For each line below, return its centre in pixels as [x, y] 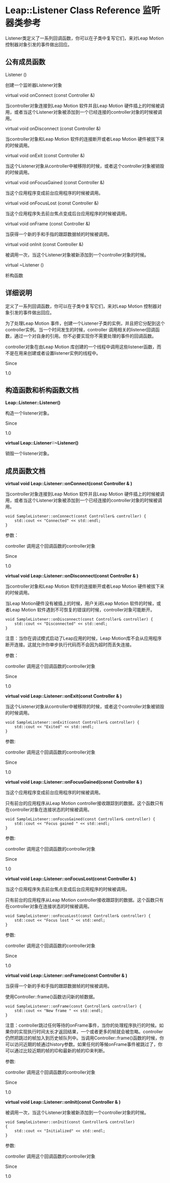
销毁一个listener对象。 [29, 453]
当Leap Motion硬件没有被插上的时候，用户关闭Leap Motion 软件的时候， [81, 603]
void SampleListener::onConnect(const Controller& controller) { [76, 516]
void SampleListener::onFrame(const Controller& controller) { [74, 1006]
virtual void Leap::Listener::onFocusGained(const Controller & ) [74, 782]
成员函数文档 [25, 471]
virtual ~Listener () [25, 265]
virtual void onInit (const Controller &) [44, 244]
